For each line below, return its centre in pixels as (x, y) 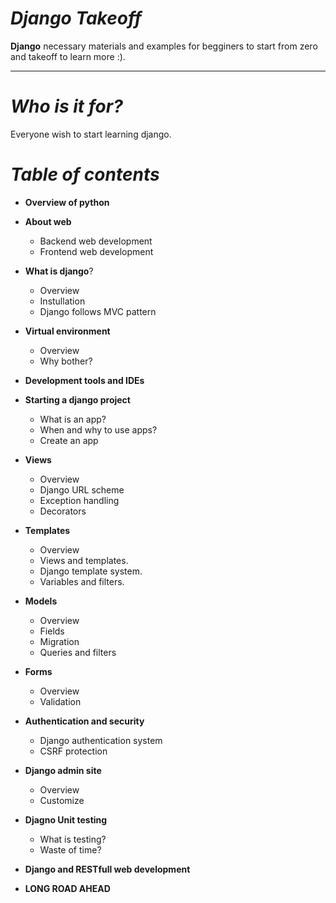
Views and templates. (84, 560)
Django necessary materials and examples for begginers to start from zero (164, 46)
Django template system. (91, 571)
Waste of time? (70, 849)
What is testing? (73, 839)
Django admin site (63, 770)
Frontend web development (96, 251)
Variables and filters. (82, 581)
